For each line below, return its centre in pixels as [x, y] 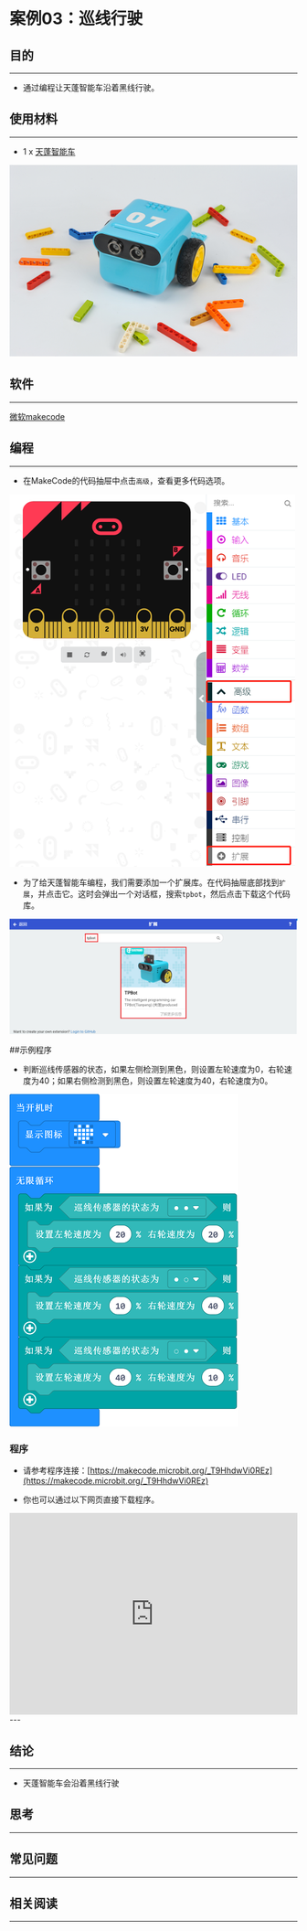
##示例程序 [31, 1050]
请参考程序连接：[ [56, 1471]
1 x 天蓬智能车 [49, 151]
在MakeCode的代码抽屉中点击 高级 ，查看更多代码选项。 [126, 480]
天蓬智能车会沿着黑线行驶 [71, 1783]
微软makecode [37, 416]
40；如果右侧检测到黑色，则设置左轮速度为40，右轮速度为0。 [156, 1081]
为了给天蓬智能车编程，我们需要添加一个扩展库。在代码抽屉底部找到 [151, 882]
